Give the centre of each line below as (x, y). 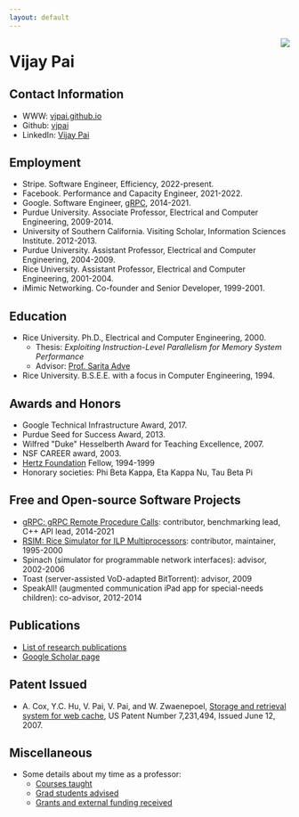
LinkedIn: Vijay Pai (56, 135)
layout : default (39, 17)
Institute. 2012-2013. (60, 241)
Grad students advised (77, 793)
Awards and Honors (65, 403)
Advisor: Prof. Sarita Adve (83, 366)
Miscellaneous (51, 752)
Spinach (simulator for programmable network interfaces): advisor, (144, 560)
